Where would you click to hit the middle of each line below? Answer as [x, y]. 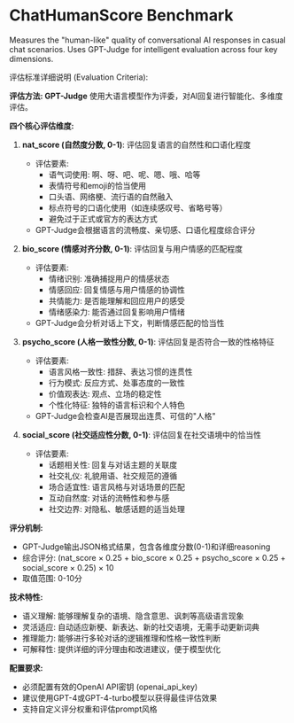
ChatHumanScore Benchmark [121, 16]
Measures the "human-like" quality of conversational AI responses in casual [147, 40]
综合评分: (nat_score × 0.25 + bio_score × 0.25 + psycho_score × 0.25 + [154, 557]
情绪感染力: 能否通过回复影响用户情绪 [117, 312]
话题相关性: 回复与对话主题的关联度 [113, 464]
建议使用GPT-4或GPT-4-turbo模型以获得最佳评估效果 [120, 697]
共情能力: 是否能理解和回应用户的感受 [117, 300]
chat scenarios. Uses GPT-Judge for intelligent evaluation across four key [143, 49]
